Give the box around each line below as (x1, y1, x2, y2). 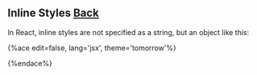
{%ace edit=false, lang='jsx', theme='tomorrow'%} (7, 43, 176, 53)
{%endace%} (7, 58, 53, 68)
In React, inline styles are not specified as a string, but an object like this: (7, 27, 250, 37)
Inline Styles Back (7, 6, 100, 20)
